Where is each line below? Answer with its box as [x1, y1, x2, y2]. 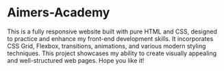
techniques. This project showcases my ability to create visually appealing [7, 49, 217, 57]
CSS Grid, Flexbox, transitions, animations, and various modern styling [7, 42, 206, 50]
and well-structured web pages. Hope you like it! [7, 56, 145, 64]
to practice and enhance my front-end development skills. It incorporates [7, 34, 214, 42]
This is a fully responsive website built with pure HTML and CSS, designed [7, 27, 218, 35]
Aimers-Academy [7, 5, 110, 20]
